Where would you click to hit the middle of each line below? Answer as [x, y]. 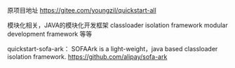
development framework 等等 [50, 34]
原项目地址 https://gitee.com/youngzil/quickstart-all [82, 10]
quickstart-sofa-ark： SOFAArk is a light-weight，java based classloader [113, 49]
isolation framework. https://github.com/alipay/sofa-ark [87, 57]
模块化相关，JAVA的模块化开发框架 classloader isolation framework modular [117, 25]
